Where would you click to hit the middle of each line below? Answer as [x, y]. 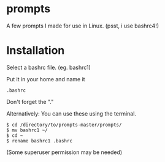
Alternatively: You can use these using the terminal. [71, 113]
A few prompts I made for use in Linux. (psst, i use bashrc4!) [83, 26]
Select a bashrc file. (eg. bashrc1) [48, 67]
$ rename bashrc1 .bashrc [39, 141]
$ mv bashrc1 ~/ [27, 130]
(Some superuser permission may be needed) [64, 152]
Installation [36, 50]
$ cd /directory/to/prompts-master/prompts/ [64, 125]
